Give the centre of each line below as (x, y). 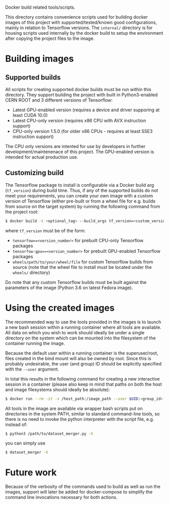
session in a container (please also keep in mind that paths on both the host (83, 384)
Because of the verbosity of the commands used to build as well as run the (83, 487)
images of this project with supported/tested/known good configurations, (81, 22)
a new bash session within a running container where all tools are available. (83, 327)
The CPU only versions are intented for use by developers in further (75, 146)
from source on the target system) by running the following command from (83, 206)
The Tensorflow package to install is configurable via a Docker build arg (80, 185)
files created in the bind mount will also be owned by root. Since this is (78, 358)
